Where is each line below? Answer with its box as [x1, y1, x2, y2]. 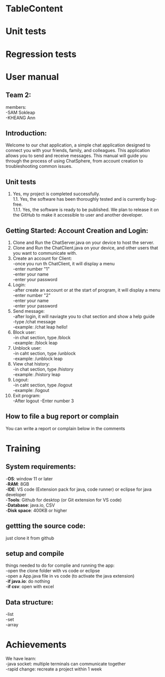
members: [5, 104, 27, 110]
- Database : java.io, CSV [5, 502, 55, 508]
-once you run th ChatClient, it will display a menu [12, 261, 115, 266]
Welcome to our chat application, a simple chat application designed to [5, 142, 151, 148]
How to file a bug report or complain [5, 412, 119, 421]
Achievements [5, 639, 67, 651]
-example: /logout [12, 387, 50, 393]
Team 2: [5, 91, 31, 99]
